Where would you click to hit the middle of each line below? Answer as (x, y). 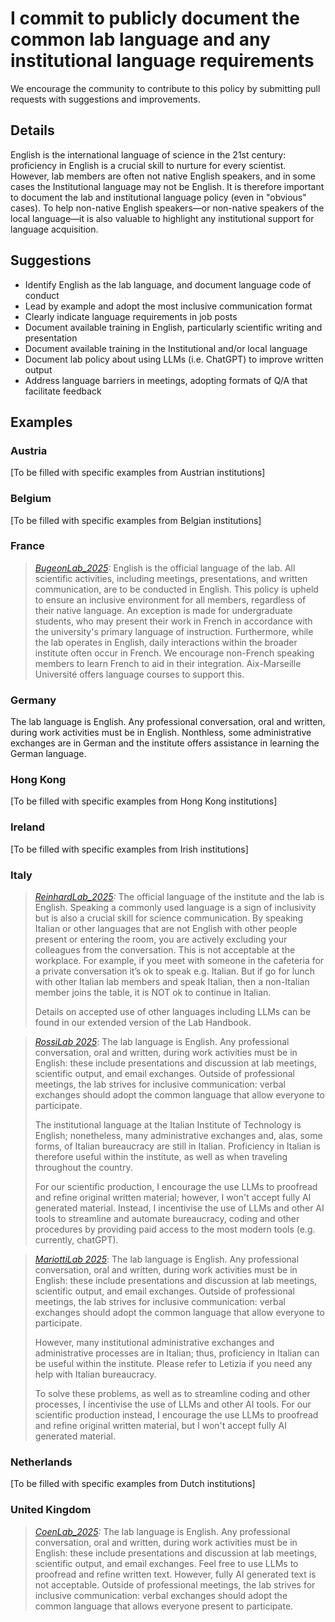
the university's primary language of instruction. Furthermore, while (174, 631)
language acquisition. (54, 229)
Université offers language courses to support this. (139, 674)
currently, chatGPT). (76, 1240)
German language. (48, 754)
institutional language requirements (162, 61)
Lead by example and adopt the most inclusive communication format (168, 306)
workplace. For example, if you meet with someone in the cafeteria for (179, 961)
